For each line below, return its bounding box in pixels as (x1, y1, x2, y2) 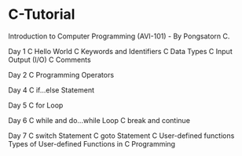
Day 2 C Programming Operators (8, 70, 115, 79)
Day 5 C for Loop (8, 100, 64, 110)
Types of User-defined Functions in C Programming (8, 139, 175, 148)
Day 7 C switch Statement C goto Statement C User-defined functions (8, 131, 235, 140)
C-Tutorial (8, 5, 75, 24)
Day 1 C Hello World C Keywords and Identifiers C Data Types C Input (8, 46, 233, 56)
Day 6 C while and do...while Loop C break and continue (8, 115, 191, 125)
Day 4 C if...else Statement (8, 85, 95, 95)
